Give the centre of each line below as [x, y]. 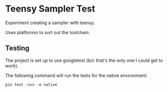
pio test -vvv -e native [31, 84]
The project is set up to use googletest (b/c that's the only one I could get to [84, 60]
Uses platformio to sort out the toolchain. [48, 32]
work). [12, 65]
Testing [17, 48]
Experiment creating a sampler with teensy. [50, 23]
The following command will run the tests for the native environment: [76, 75]
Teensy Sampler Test [50, 9]
